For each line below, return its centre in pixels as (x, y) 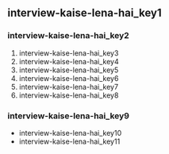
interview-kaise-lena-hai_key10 (70, 133)
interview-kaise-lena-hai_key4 (69, 61)
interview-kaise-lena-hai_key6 (69, 78)
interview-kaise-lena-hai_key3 (69, 53)
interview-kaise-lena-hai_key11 (69, 141)
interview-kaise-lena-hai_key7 (69, 87)
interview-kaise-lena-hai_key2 (69, 36)
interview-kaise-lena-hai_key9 (69, 116)
